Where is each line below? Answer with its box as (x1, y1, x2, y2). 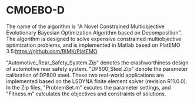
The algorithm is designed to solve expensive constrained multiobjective (6, 35, 182, 42)
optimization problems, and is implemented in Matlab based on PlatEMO (6, 42, 180, 49)
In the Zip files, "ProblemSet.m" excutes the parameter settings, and (6, 84, 172, 91)
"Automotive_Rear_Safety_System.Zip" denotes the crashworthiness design (6, 59, 189, 66)
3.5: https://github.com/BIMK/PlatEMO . (6, 47, 99, 54)
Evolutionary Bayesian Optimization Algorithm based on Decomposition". (6, 29, 182, 36)
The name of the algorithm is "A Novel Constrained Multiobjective (6, 23, 165, 30)
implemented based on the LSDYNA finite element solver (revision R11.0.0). (6, 77, 188, 85)
